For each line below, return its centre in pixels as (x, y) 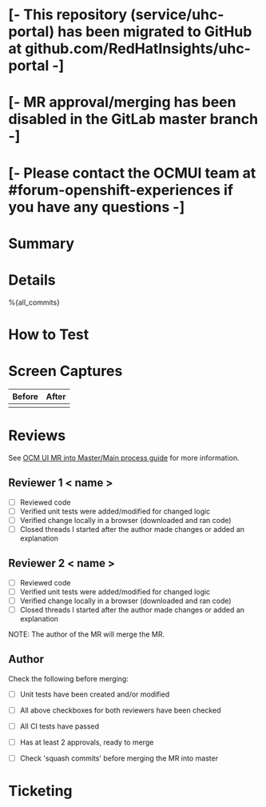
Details (32, 280)
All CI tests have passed (60, 726)
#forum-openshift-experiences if (121, 190)
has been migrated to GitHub (155, 32)
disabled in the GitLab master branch (133, 120)
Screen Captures (66, 372)
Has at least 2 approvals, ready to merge (87, 742)
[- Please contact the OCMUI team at (132, 173)
